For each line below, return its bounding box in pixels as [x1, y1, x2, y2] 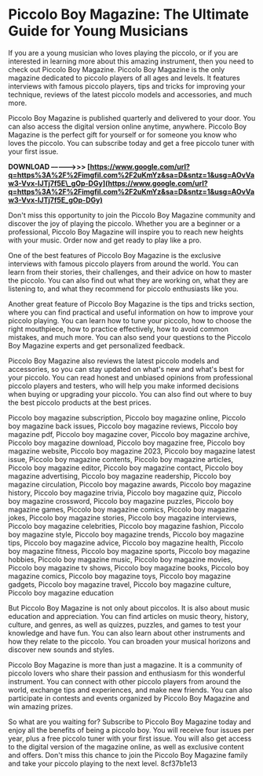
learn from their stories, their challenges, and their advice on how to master [8, 267, 253, 276]
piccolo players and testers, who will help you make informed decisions [8, 381, 239, 390]
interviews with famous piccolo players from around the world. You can [8, 259, 239, 268]
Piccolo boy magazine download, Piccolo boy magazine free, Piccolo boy [8, 438, 246, 447]
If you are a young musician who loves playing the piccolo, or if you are [8, 48, 239, 57]
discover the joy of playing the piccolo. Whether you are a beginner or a [8, 218, 241, 228]
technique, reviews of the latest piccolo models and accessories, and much [8, 89, 253, 99]
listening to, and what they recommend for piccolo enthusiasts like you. [8, 284, 239, 293]
